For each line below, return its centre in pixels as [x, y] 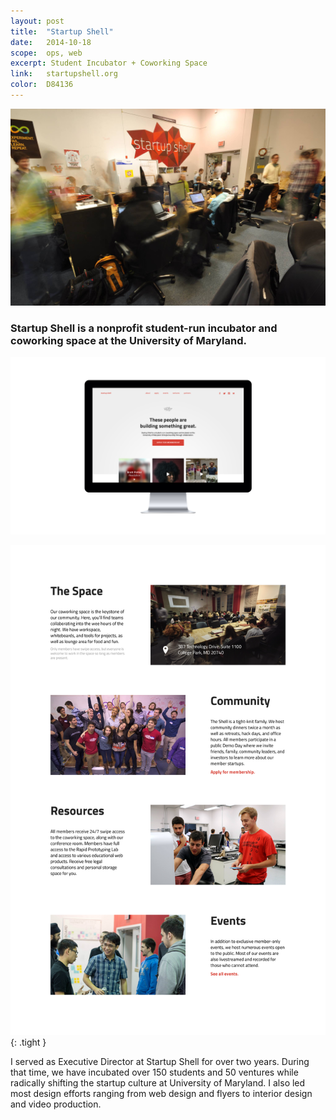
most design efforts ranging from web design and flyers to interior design [161, 1094]
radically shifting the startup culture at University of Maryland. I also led [158, 1083]
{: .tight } [28, 1042]
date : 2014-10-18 [51, 42]
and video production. [56, 1104]
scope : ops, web [46, 53]
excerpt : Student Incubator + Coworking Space [109, 63]
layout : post [37, 21]
